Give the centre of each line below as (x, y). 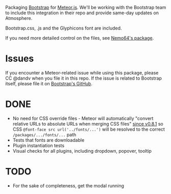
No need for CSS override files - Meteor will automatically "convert (83, 118)
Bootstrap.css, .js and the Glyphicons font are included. (64, 28)
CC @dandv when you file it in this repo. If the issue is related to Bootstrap (84, 78)
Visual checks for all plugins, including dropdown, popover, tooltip (82, 151)
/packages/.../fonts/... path (44, 134)
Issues (20, 59)
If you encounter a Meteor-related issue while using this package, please (82, 72)
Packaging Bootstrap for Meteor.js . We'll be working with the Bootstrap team (86, 7)
